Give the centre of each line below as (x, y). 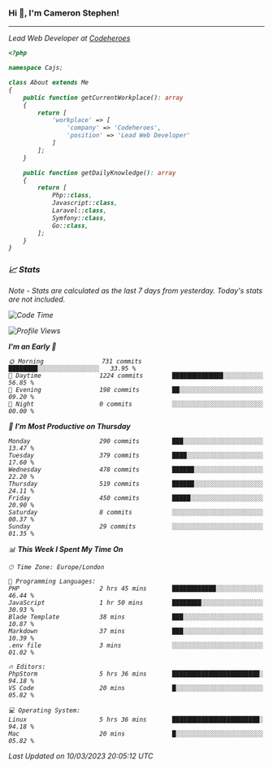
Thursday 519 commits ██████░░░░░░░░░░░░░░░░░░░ (136, 484)
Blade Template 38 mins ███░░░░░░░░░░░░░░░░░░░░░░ (136, 617)
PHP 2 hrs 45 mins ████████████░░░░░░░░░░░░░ (136, 589)
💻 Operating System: (45, 710)
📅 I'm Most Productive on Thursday (70, 426)
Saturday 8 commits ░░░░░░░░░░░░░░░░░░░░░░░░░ (136, 512)
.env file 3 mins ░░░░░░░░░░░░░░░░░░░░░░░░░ (136, 645)
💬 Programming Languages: (52, 581)
